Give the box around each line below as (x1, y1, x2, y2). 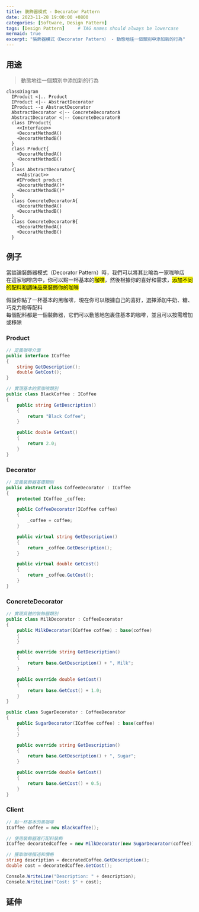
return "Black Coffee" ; (27, 413, 86, 419)
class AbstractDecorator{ (11, 166, 76, 172)
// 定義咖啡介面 (6, 347, 41, 353)
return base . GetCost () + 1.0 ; (27, 687, 102, 693)
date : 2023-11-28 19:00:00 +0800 (6, 14, 89, 20)
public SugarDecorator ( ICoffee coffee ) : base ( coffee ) (17, 721, 155, 727)
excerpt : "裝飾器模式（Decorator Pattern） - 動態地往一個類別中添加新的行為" (6, 36, 185, 42)
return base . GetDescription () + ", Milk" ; (27, 661, 134, 666)
